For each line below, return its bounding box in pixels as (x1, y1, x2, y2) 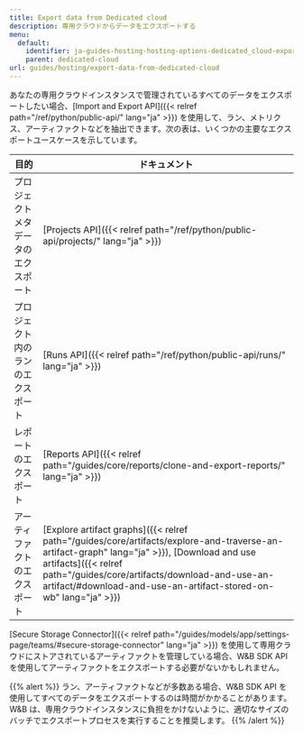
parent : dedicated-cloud (25, 55, 119, 64)
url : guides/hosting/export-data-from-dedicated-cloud (9, 64, 220, 73)
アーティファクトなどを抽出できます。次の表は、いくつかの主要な (24, 123, 269, 133)
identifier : (25, 47, 70, 56)
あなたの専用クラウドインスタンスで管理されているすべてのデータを (9, 89, 262, 100)
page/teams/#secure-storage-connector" (9, 639, 165, 650)
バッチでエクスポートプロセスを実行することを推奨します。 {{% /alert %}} (9, 714, 285, 726)
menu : (9, 30, 30, 39)
